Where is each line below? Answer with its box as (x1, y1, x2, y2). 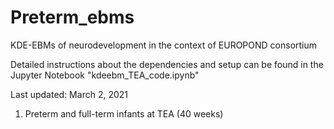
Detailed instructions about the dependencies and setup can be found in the (10, 58, 324, 70)
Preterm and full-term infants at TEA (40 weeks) (24, 107, 224, 120)
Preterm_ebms (10, 6, 135, 29)
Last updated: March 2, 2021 (10, 88, 128, 100)
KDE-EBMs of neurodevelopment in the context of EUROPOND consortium (10, 39, 318, 51)
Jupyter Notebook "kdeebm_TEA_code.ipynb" (10, 69, 200, 81)
